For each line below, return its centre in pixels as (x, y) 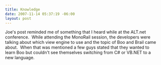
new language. (20, 58)
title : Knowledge (23, 9)
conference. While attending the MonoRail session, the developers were (78, 37)
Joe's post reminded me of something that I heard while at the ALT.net (75, 32)
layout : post (18, 18)
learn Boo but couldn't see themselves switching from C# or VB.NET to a (78, 52)
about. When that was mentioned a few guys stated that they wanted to (77, 47)
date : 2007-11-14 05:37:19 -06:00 (40, 14)
